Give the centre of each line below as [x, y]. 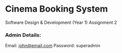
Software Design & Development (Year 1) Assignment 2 [61, 22]
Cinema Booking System [57, 9]
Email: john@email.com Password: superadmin [53, 46]
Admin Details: [23, 35]
